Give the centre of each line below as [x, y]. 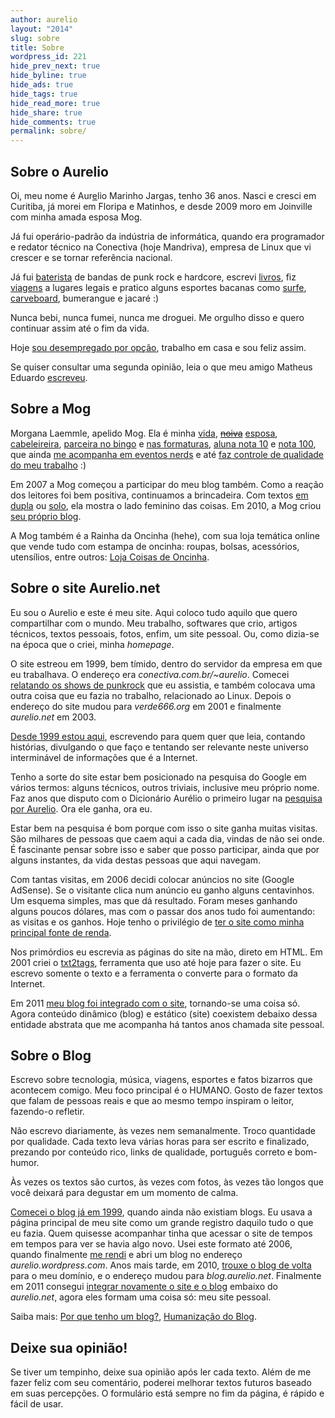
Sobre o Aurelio [59, 171]
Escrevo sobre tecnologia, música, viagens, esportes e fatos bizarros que [161, 1080]
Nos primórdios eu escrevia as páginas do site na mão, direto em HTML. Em [166, 952]
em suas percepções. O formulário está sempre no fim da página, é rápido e [167, 1393]
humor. [25, 1163]
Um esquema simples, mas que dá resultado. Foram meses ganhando [154, 900]
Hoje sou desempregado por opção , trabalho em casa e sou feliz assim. [158, 347]
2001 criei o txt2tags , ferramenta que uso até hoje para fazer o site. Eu [156, 962]
